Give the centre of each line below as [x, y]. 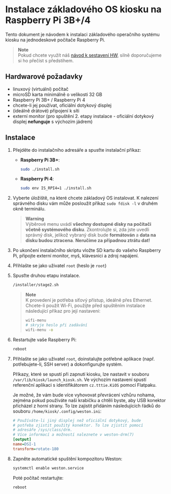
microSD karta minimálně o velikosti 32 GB [57, 94]
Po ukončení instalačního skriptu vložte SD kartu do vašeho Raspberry [87, 250]
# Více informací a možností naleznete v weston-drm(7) [73, 435]
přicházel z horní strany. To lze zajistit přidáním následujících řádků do [87, 406]
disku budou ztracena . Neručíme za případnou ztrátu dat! [88, 241]
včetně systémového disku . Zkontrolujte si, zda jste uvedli [87, 230]
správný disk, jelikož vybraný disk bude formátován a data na [91, 235]
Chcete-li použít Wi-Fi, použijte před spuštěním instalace [85, 305]
